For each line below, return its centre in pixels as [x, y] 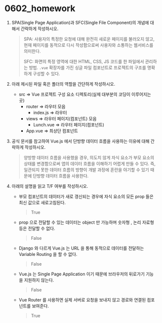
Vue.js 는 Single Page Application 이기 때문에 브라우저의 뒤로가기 [82, 274]
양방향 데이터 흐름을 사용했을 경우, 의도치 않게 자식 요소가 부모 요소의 [89, 157]
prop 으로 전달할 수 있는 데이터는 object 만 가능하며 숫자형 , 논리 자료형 [86, 222]
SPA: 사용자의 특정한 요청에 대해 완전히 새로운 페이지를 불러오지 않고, [89, 39]
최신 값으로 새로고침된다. [42, 202]
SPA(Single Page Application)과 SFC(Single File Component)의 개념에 [80, 22]
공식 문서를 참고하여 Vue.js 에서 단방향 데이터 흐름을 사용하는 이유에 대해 [81, 141]
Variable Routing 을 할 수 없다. [48, 254]
